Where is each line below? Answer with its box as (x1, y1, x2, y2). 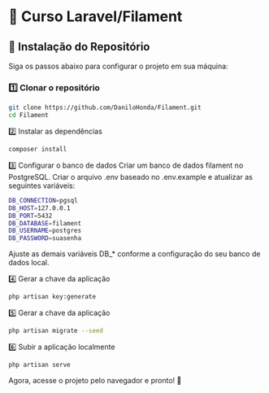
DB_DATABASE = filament (8, 219, 82, 227)
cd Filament (8, 111, 49, 120)
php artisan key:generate (8, 293, 96, 301)
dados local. (8, 258, 50, 268)
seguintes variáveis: (8, 181, 76, 190)
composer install (8, 146, 67, 154)
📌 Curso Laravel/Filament (8, 7, 183, 26)
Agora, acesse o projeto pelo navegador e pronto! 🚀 (8, 375, 182, 385)
